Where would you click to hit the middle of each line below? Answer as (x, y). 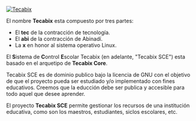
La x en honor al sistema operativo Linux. (66, 45)
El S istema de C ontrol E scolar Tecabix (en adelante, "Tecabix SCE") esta (96, 57)
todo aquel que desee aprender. (46, 94)
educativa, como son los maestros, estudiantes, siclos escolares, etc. (92, 112)
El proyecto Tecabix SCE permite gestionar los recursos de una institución (98, 105)
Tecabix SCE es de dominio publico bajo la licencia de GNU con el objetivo (98, 75)
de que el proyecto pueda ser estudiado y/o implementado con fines (91, 81)
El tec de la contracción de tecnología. (62, 32)
